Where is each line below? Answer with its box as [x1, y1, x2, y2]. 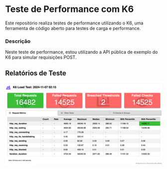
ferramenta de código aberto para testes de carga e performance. [5, 25, 141, 31]
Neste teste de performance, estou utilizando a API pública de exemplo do [5, 49, 158, 55]
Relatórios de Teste [5, 69, 66, 77]
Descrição [5, 37, 31, 44]
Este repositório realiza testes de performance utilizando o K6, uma [5, 20, 144, 26]
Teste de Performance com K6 [5, 3, 134, 15]
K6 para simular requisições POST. [5, 54, 77, 60]
